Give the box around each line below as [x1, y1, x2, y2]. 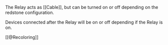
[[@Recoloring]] [5, 34, 39, 40]
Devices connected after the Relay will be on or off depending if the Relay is [5, 19, 163, 25]
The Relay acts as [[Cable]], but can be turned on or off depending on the [5, 4, 158, 10]
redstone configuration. [5, 9, 54, 15]
